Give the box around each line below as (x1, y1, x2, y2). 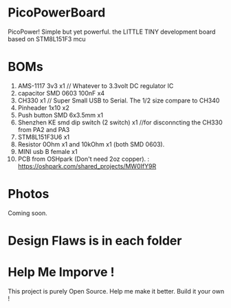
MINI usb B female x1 (17, 147, 78, 155)
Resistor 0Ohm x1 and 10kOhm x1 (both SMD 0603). (17, 140, 165, 148)
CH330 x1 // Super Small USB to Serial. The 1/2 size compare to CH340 (17, 96, 220, 104)
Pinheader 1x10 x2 (17, 103, 69, 111)
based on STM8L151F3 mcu (8, 34, 86, 43)
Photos (8, 186, 49, 202)
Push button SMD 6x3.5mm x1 (17, 111, 104, 119)
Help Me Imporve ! (8, 265, 115, 280)
